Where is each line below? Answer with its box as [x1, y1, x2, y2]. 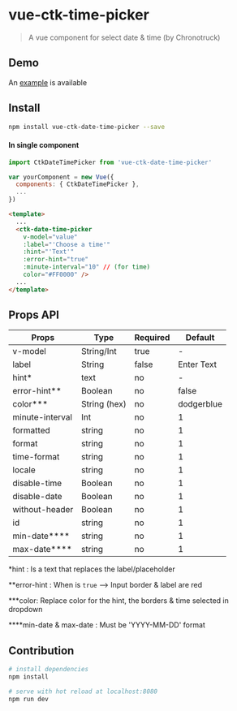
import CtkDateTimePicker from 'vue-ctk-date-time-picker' [8, 158, 213, 166]
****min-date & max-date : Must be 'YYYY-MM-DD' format [8, 620, 205, 630]
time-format [12, 451, 60, 463]
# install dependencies [8, 666, 89, 674]
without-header [12, 504, 74, 515]
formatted [12, 424, 50, 436]
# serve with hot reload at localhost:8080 [8, 687, 158, 696]
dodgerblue [178, 399, 223, 410]
